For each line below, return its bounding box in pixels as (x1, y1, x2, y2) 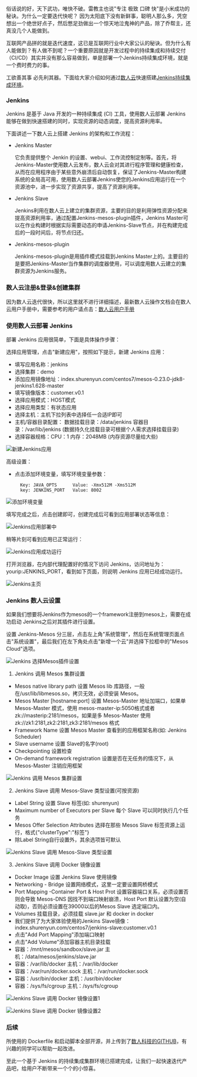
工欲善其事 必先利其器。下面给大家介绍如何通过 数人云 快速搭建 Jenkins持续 (6, 74, 186, 81)
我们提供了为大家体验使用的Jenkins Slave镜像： (14, 918, 131, 925)
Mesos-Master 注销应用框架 (14, 762, 83, 769)
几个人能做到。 (16, 27, 53, 34)
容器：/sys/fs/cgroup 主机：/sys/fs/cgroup (14, 983, 118, 990)
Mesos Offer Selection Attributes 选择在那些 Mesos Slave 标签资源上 (14, 821, 181, 828)
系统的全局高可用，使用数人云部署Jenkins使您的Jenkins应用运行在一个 (14, 176, 186, 183)
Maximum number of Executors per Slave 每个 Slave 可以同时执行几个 (14, 807, 184, 814)
